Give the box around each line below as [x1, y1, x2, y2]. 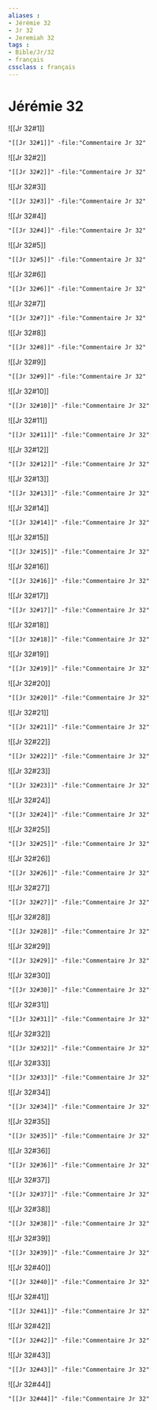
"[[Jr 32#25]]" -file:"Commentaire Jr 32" [8, 840, 150, 848]
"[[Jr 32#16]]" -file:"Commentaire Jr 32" [8, 577, 150, 585]
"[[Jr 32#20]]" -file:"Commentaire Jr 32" [8, 694, 150, 702]
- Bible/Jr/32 [8, 48, 55, 56]
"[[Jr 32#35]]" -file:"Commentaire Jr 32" [8, 1132, 150, 1140]
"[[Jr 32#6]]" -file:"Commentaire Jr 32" [8, 284, 147, 293]
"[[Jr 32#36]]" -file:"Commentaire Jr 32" [8, 1161, 150, 1169]
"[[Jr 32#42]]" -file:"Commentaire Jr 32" [8, 1336, 150, 1344]
